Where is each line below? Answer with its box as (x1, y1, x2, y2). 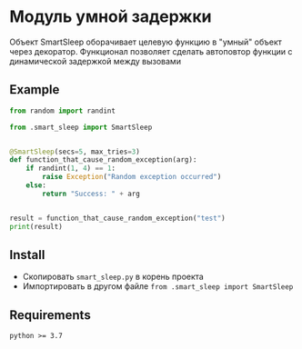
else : (25, 181, 47, 190)
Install (9, 247, 45, 263)
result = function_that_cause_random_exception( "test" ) (9, 214, 226, 223)
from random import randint (9, 106, 116, 115)
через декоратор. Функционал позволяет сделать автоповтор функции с (9, 45, 293, 56)
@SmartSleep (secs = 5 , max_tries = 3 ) (9, 147, 141, 156)
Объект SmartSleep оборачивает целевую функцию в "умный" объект (9, 36, 282, 47)
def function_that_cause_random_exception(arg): (9, 155, 197, 165)
